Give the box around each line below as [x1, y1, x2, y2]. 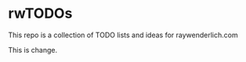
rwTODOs [8, 5, 73, 22]
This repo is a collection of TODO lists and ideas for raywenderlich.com [8, 30, 238, 40]
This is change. [8, 45, 57, 54]
